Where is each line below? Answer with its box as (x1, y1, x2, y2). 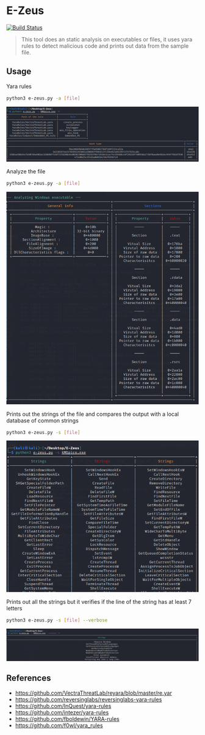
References (6, 673, 51, 684)
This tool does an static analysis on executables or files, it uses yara (21, 35, 193, 43)
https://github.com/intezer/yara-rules (15, 709, 109, 716)
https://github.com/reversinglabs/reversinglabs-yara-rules (15, 695, 162, 703)
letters (6, 605, 23, 612)
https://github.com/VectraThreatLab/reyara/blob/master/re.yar (15, 689, 172, 697)
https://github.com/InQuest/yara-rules (15, 702, 112, 709)
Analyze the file (6, 168, 46, 175)
